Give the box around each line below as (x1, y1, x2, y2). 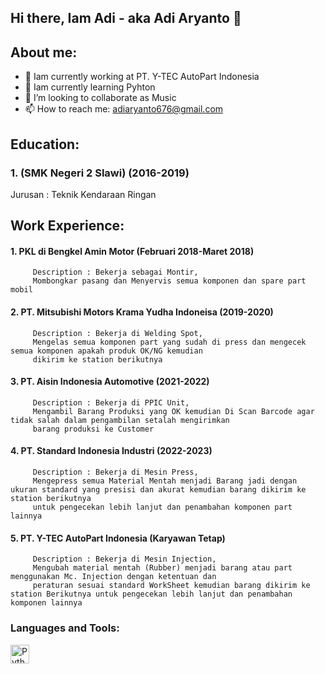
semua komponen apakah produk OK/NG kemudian (10, 346, 203, 356)
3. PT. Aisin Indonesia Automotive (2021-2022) (10, 376, 210, 388)
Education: (10, 136, 80, 153)
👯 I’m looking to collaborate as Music (24, 92, 177, 104)
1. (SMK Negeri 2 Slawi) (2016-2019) (10, 166, 190, 180)
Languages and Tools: (10, 621, 120, 635)
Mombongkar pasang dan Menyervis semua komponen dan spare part (32, 276, 307, 286)
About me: (10, 44, 78, 61)
